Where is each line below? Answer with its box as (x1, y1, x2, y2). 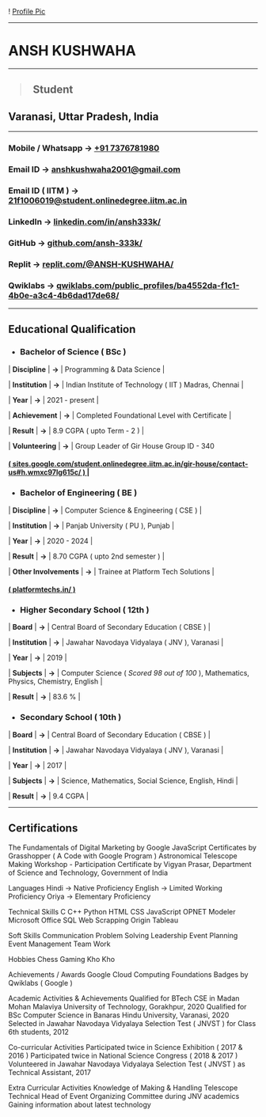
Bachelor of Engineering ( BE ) (19, 487, 138, 498)
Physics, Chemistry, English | (8, 676, 103, 687)
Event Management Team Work (8, 939, 111, 949)
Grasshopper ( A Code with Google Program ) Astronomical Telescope (8, 850, 237, 861)
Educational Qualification (8, 323, 136, 336)
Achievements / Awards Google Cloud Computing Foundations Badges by (8, 969, 249, 979)
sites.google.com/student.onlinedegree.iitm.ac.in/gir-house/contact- (12, 459, 249, 469)
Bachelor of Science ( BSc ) (19, 346, 127, 358)
